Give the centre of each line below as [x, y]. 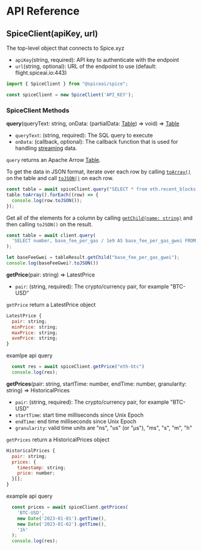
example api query [29, 496]
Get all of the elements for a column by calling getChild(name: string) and [99, 218]
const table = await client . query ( [51, 235]
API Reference [43, 11]
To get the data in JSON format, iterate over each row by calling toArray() [99, 172]
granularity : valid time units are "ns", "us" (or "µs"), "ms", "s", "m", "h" [103, 428]
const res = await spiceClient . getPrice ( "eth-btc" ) [78, 367]
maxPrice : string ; [35, 333]
